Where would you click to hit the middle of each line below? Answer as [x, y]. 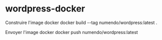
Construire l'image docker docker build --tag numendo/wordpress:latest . [81, 22]
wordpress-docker [45, 9]
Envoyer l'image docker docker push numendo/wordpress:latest [72, 32]
